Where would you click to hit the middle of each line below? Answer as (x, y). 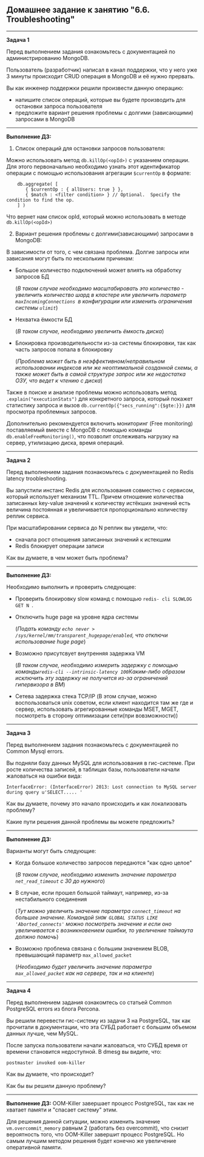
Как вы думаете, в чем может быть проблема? (67, 557)
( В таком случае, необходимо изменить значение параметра (96, 874)
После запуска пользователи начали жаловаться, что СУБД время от (97, 1045)
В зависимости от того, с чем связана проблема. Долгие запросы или (98, 252)
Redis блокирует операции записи (59, 546)
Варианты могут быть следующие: (51, 851)
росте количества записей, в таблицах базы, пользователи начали (93, 769)
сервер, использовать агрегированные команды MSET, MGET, (97, 709)
